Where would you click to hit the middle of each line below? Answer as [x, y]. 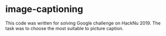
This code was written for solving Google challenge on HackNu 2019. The [83, 23]
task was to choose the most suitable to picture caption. [65, 28]
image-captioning [44, 9]
